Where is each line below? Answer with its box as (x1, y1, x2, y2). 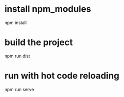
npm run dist (4, 53, 30, 59)
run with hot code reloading (4, 70, 120, 81)
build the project (4, 37, 73, 48)
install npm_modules (4, 3, 91, 15)
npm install (4, 20, 27, 25)
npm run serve (4, 86, 34, 92)
